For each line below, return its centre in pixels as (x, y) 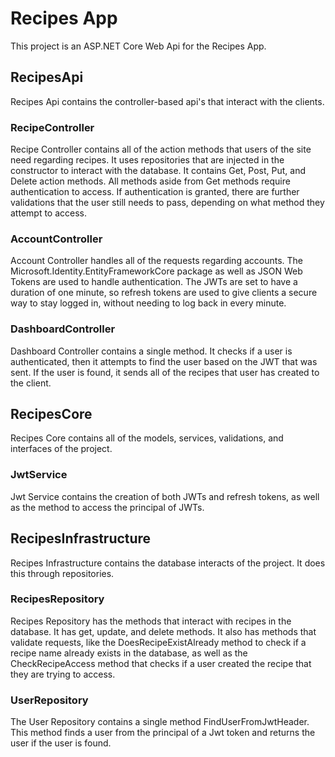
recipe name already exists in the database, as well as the (129, 653)
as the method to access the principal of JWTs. (107, 507)
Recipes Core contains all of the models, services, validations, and (147, 438)
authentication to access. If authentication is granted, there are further (155, 192)
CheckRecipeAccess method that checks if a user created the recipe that (161, 663)
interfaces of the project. (61, 449)
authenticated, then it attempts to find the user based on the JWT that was (164, 361)
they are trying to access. (63, 674)
